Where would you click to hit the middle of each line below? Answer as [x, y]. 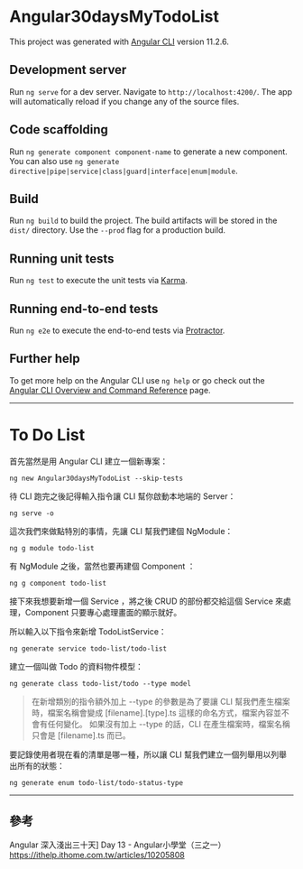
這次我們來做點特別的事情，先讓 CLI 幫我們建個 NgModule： [121, 531]
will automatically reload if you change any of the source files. [124, 101]
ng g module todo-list [52, 548]
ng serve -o [32, 513]
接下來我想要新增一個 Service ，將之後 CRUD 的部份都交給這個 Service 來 [147, 601]
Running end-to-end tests [84, 309]
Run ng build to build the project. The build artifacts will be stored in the [143, 221]
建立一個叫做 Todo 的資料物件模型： [77, 666]
